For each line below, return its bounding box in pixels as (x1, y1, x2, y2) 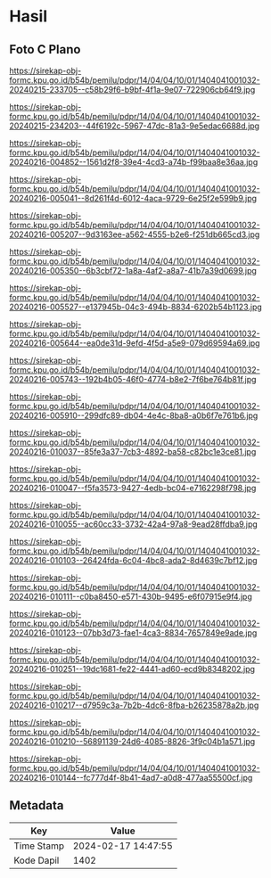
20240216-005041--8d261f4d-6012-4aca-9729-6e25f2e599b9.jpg (9, 193, 257, 203)
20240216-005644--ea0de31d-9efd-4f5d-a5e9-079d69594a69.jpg (9, 338, 260, 349)
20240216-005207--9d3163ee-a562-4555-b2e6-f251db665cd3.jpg (9, 229, 260, 240)
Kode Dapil (13, 854, 60, 866)
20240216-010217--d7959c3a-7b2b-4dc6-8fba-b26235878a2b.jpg (9, 700, 259, 710)
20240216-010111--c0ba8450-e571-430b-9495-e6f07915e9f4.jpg (9, 591, 252, 602)
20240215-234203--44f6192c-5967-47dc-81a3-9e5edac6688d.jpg (9, 120, 260, 131)
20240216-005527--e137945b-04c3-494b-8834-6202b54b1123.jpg (9, 301, 263, 312)
